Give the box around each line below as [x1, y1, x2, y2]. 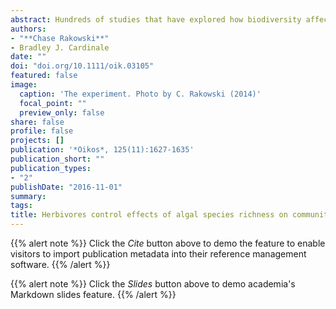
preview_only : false [19, 107, 105, 118]
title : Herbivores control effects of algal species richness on [10, 210, 288, 220]
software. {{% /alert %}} [10, 259, 111, 270]
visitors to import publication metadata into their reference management [10, 248, 307, 260]
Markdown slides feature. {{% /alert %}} [10, 289, 177, 300]
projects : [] [10, 136, 65, 146]
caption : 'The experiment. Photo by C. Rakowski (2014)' [19, 89, 262, 99]
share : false [10, 117, 65, 127]
